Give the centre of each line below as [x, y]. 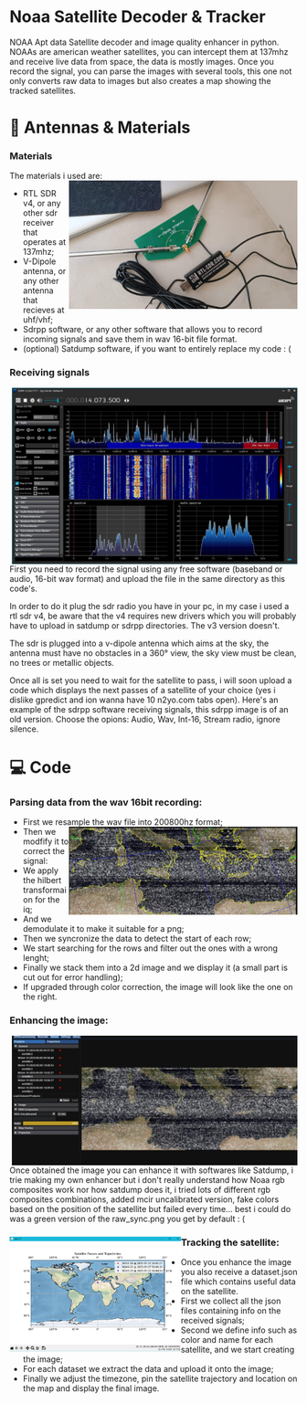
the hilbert [42, 881]
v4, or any [42, 204]
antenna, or [44, 271]
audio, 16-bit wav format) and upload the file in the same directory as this [148, 578]
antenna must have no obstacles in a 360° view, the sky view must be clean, [153, 653]
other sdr [40, 213]
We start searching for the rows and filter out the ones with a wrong [150, 948]
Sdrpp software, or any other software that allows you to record [143, 330]
